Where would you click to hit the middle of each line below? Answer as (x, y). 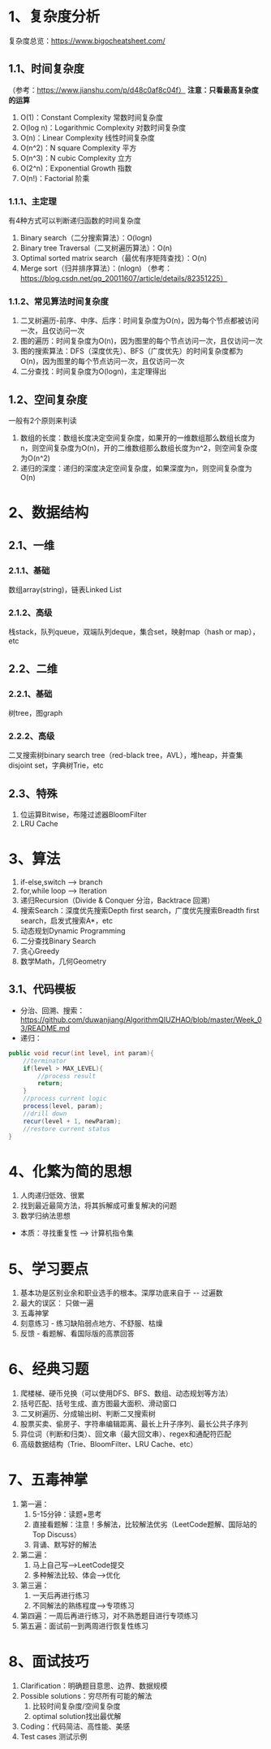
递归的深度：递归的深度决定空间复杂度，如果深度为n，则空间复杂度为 (136, 469)
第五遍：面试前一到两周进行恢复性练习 (84, 1626)
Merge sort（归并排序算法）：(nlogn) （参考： (96, 268)
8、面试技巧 (49, 1662)
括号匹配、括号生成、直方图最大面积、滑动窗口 (98, 1404)
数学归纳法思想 (45, 1216)
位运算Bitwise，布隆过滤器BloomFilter (84, 815)
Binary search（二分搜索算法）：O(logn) (86, 238)
